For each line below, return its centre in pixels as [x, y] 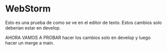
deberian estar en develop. [33, 27]
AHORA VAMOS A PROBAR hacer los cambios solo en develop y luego [78, 37]
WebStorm [28, 9]
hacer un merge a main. [30, 42]
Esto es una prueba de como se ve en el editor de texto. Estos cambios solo [83, 22]
